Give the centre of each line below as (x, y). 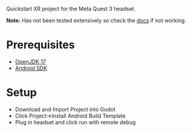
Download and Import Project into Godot (65, 109)
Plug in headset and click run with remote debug (75, 122)
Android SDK (31, 68)
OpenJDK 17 (30, 61)
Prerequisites (41, 45)
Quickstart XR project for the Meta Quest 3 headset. (71, 9)
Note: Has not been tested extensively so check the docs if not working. (96, 20)
